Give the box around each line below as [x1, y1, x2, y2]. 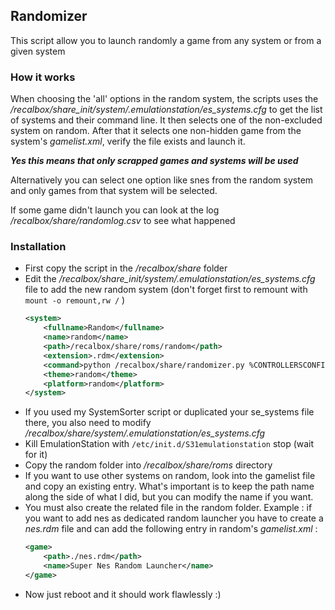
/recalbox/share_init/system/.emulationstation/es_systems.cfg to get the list [10, 104, 323, 116]
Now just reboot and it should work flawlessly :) [24, 588, 222, 600]
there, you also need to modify [24, 417, 152, 429]
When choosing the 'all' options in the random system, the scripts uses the [10, 93, 319, 105]
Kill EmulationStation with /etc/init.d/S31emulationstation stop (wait [24, 438, 315, 450]
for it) [24, 449, 48, 461]
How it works [10, 70, 76, 84]
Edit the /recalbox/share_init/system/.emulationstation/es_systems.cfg [24, 273, 316, 285]
